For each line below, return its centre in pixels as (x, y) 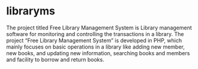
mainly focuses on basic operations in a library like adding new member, (95, 47)
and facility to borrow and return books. (55, 59)
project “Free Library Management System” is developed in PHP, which (94, 40)
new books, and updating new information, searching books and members (98, 53)
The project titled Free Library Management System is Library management (99, 28)
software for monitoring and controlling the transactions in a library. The (95, 34)
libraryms (31, 11)
